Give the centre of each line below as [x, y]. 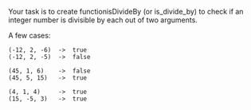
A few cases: [29, 35]
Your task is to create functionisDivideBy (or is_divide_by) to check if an [126, 12]
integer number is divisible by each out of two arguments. [103, 20]
